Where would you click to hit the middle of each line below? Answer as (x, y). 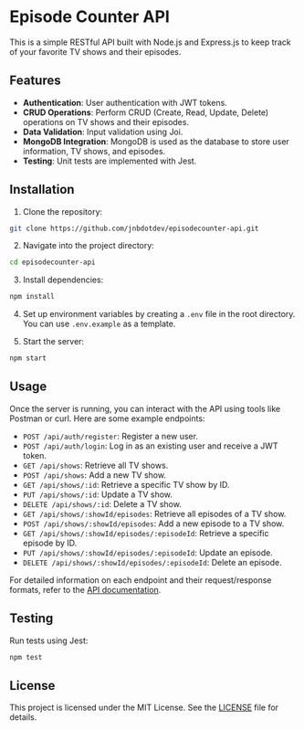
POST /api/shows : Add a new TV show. (94, 475)
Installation (42, 190)
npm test (26, 657)
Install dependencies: (63, 280)
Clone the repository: (63, 211)
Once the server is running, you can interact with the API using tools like (145, 408)
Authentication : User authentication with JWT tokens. (125, 102)
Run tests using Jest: (49, 640)
